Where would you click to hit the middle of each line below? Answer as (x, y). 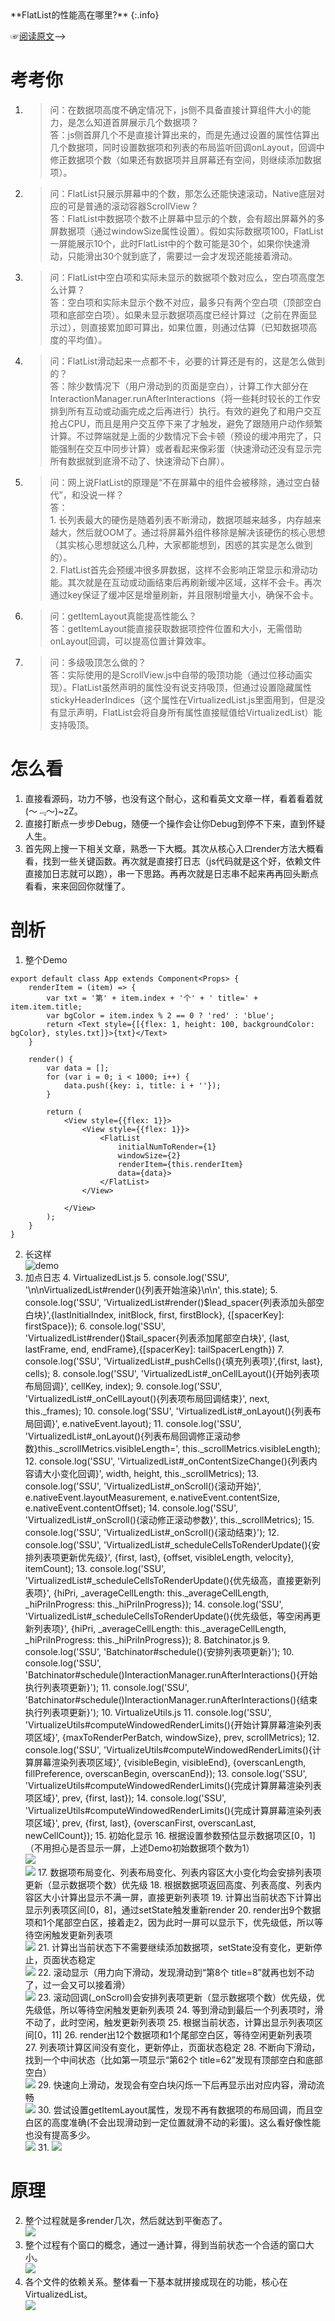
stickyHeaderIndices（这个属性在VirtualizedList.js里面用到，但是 (183, 699)
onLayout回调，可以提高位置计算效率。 (130, 641)
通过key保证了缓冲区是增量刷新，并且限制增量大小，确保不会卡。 (184, 594)
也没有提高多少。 (60, 2134)
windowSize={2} (149, 1155)
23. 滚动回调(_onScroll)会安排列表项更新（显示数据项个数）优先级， (177, 1997)
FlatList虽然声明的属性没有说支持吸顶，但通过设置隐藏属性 (191, 687)
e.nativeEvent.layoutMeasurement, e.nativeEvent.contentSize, (152, 1497)
